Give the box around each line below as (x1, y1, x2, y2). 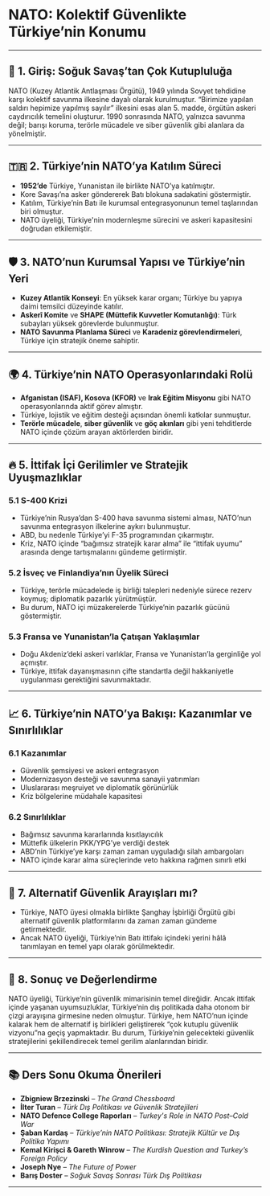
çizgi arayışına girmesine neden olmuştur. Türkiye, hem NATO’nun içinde (8, 1011, 248, 1021)
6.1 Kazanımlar (8, 747, 67, 759)
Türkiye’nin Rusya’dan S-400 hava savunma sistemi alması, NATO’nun (19, 513, 252, 522)
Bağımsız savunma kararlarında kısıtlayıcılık (19, 829, 164, 839)
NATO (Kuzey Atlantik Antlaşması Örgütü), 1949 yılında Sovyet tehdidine (8, 86, 247, 96)
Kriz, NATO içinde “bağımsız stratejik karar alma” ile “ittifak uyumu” (19, 539, 243, 548)
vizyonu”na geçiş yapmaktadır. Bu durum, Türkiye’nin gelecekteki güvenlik (8, 1028, 255, 1038)
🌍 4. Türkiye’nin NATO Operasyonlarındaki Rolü (8, 367, 253, 381)
